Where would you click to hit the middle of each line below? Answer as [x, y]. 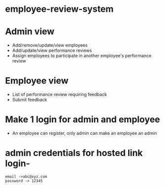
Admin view [30, 32]
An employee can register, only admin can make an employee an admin [84, 133]
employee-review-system [59, 9]
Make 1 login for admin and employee [82, 120]
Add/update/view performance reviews [52, 51]
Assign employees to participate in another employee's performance [82, 56]
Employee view [37, 81]
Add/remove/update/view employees [50, 45]
